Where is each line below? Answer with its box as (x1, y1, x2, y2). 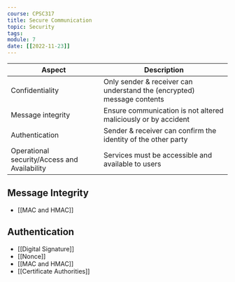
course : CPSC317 (7, 10, 55, 17)
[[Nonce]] (17, 252, 46, 260)
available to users (104, 159, 162, 169)
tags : (7, 29, 23, 37)
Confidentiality (10, 85, 59, 95)
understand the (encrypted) (104, 85, 195, 95)
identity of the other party (104, 134, 188, 144)
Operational (10, 146, 50, 155)
